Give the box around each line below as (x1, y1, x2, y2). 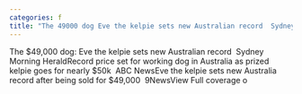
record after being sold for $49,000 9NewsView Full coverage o (9, 74, 248, 85)
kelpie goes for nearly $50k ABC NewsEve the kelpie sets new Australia (9, 64, 277, 76)
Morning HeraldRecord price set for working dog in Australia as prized (9, 56, 270, 66)
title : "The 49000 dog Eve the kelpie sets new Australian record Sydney (9, 21, 296, 30)
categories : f (9, 13, 63, 22)
